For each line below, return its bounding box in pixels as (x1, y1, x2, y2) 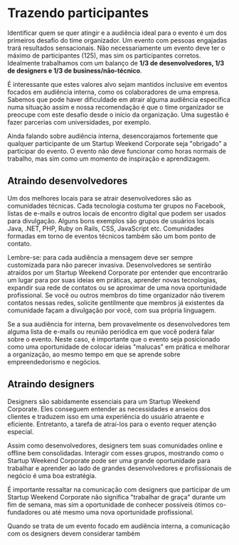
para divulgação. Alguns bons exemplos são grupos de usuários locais (7, 216, 215, 225)
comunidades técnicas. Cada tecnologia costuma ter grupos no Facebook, (7, 201, 226, 210)
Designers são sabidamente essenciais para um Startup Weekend (7, 397, 201, 406)
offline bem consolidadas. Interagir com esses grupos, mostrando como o (7, 448, 224, 457)
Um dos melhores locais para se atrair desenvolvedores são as (7, 194, 192, 202)
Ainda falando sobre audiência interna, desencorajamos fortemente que (7, 132, 218, 140)
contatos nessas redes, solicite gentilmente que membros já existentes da (7, 298, 224, 307)
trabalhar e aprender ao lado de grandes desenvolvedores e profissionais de (7, 464, 232, 472)
